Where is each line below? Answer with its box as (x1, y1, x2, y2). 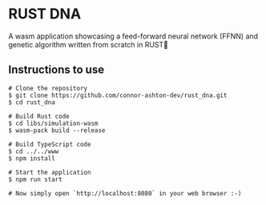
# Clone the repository (8, 84, 88, 92)
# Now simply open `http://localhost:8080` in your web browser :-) (8, 189, 242, 197)
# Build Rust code (8, 112, 70, 120)
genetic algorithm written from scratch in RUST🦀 (8, 39, 168, 49)
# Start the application (8, 168, 91, 176)
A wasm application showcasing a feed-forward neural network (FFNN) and (8, 31, 259, 41)
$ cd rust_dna (8, 98, 56, 107)
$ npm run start (8, 175, 62, 183)
